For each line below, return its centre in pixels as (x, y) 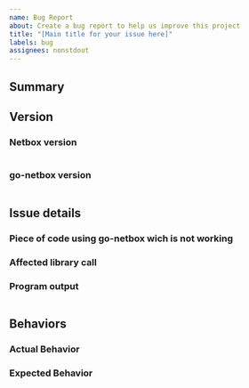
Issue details (45, 213)
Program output (44, 286)
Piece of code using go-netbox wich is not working (121, 238)
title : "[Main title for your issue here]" (91, 34)
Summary (37, 87)
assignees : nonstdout (49, 51)
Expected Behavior (51, 373)
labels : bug (31, 42)
